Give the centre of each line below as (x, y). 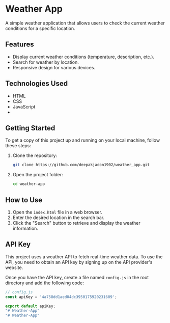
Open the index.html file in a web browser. (58, 212)
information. (25, 228)
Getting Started (30, 128)
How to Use (24, 200)
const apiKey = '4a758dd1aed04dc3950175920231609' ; (61, 297)
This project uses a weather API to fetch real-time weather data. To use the (84, 257)
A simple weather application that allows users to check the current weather (85, 23)
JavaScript (24, 106)
